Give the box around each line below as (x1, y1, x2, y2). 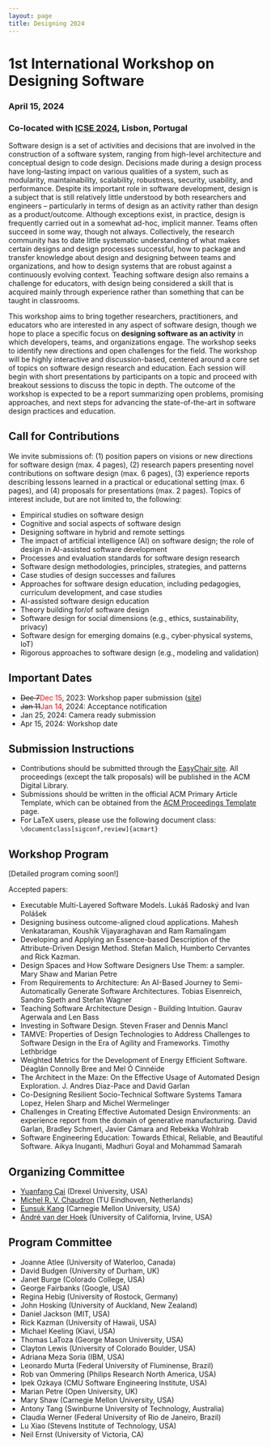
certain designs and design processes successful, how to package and (8, 244, 246, 254)
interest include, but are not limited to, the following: (8, 494, 182, 503)
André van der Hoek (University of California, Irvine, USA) (19, 1212, 213, 1222)
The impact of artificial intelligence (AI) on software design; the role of (19, 536, 255, 546)
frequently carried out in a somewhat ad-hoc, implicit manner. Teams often (8, 218, 258, 228)
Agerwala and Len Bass (19, 1012, 100, 1022)
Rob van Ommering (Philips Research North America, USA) (19, 1369, 217, 1379)
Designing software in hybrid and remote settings (19, 527, 185, 537)
